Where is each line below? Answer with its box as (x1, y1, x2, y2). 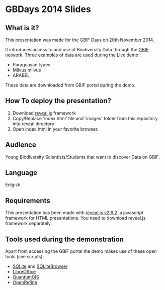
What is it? (5, 24, 39, 32)
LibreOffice (12, 269, 36, 275)
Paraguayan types (12, 62, 50, 67)
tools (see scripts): (5, 254, 44, 260)
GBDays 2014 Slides (5, 4, 92, 15)
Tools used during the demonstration (5, 235, 124, 243)
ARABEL (12, 72, 30, 78)
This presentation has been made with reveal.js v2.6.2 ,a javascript (5, 210, 144, 216)
